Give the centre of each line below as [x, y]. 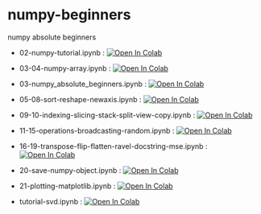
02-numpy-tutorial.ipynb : [62, 52]
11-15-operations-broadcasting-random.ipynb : [97, 130]
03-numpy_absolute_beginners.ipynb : [83, 84]
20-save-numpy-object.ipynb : [70, 170]
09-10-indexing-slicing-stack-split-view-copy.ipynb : [107, 115]
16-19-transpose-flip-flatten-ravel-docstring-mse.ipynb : [113, 146]
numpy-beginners [69, 15]
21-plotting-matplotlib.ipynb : [67, 186]
